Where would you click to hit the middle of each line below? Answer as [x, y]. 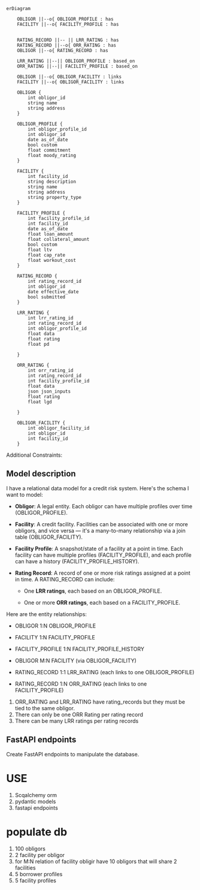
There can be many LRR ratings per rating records [77, 721]
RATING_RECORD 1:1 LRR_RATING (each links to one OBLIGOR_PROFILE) [104, 672]
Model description [41, 474]
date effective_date [53, 292]
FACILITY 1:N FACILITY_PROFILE [55, 637]
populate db [37, 832]
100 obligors [30, 849]
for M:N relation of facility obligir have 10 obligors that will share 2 [96, 861]
